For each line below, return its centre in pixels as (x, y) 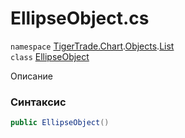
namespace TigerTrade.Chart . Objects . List (92, 46)
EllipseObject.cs (80, 18)
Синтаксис (38, 102)
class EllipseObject (50, 56)
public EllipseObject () (60, 123)
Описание (31, 76)
